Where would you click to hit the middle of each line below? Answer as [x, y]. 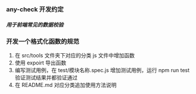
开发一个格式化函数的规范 [43, 41]
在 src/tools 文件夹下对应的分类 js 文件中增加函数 [75, 56]
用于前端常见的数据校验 [35, 24]
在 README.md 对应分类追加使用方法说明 [66, 85]
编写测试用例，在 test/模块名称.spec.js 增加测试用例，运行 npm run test [102, 70]
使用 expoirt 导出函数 [40, 63]
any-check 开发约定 [35, 9]
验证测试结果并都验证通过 [46, 77]
